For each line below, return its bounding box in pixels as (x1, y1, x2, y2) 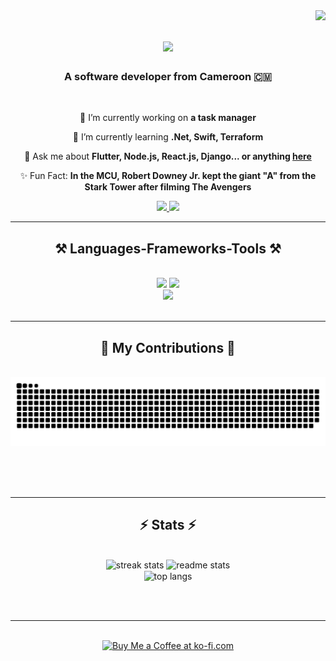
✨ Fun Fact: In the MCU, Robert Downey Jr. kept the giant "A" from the (19, 170, 317, 182)
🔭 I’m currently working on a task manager (79, 112, 257, 124)
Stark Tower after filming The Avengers (84, 181, 252, 193)
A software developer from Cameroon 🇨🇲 (63, 70, 273, 84)
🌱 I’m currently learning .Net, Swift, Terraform (72, 131, 264, 143)
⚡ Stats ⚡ (139, 517, 197, 534)
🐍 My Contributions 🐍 (100, 339, 236, 356)
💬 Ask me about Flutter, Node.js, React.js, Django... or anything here (24, 150, 312, 163)
